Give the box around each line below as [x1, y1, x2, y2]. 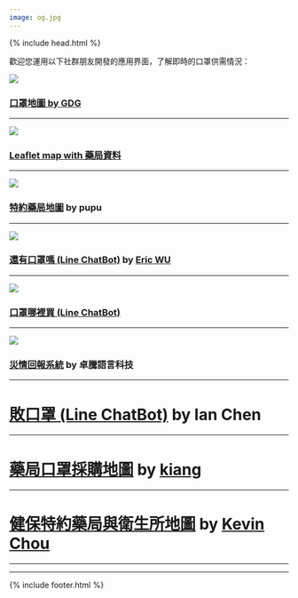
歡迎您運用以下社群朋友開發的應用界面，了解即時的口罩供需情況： [9, 55, 250, 67]
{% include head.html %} [9, 37, 101, 48]
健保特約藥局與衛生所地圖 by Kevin [9, 514, 265, 534]
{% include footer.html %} [9, 579, 105, 591]
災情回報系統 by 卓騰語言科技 [9, 359, 134, 371]
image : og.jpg [9, 12, 62, 22]
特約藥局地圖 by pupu [9, 202, 102, 214]
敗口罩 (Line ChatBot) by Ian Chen [9, 404, 262, 425]
